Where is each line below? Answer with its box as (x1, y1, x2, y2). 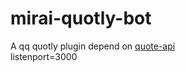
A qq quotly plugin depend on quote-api (10, 40, 176, 52)
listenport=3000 (10, 50, 78, 62)
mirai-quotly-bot (10, 7, 152, 30)
